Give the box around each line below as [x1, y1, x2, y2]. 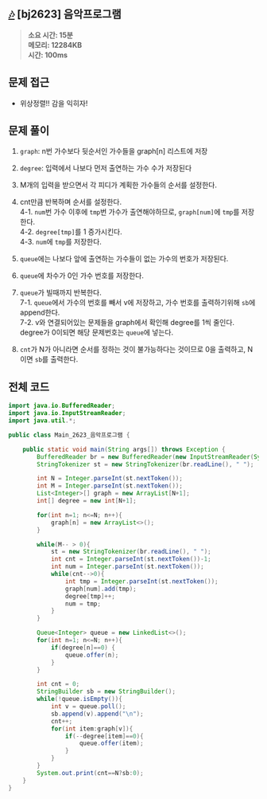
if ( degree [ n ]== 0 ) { [50, 644, 115, 652]
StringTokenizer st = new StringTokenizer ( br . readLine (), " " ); [37, 460, 254, 468]
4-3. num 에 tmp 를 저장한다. [19, 237, 102, 247]
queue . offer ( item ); [79, 739, 145, 747]
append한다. [19, 307, 60, 317]
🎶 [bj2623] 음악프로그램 [8, 7, 122, 22]
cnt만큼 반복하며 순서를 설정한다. [19, 198, 122, 207]
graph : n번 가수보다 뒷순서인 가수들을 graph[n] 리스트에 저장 [19, 147, 208, 156]
